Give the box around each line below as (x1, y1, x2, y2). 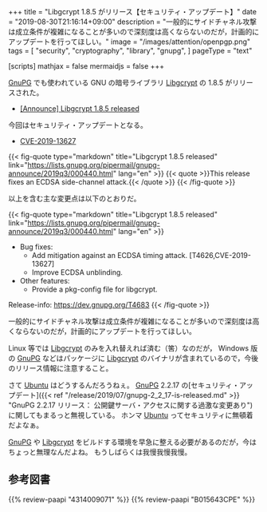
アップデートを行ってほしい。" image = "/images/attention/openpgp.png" (8, 37, 251, 46)
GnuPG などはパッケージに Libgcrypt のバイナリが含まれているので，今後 (17, 354, 259, 363)
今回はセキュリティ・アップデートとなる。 (8, 121, 147, 129)
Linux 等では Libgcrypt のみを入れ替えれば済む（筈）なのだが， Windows (8, 343, 249, 353)
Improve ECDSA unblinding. (31, 268, 124, 277)
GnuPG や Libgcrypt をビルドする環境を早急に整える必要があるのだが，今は (8, 438, 257, 447)
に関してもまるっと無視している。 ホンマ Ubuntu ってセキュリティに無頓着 (8, 411, 253, 419)
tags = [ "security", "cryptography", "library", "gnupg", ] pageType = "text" (8, 46, 253, 55)
